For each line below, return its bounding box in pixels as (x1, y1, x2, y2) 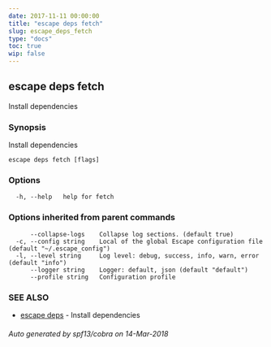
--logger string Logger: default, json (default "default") (29, 266, 249, 274)
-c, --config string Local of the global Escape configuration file (15, 237, 264, 245)
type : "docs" (8, 34, 53, 43)
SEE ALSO (8, 292, 49, 303)
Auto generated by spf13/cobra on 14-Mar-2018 (8, 328, 169, 338)
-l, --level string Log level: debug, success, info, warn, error (15, 251, 260, 260)
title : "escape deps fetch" (8, 20, 104, 28)
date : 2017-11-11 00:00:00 (8, 11, 100, 20)
